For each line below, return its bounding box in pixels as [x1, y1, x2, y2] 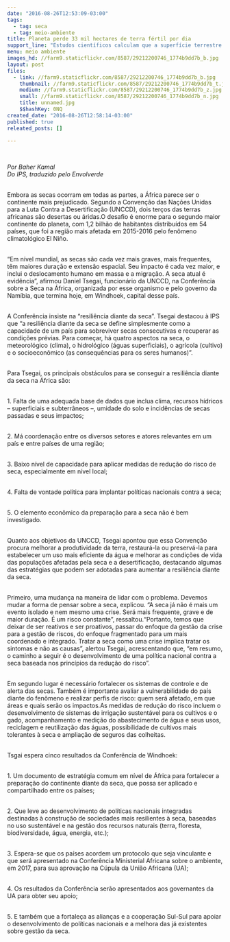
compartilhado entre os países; [7, 786, 95, 794]
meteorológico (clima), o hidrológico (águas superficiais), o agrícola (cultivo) [7, 341, 223, 350]
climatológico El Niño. [7, 235, 68, 243]
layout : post [7, 61, 44, 68]
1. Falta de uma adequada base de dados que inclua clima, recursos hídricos [7, 397, 223, 405]
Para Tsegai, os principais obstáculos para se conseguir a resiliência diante [7, 369, 220, 377]
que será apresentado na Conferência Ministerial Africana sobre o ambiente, [7, 857, 223, 865]
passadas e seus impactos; [7, 412, 84, 420]
